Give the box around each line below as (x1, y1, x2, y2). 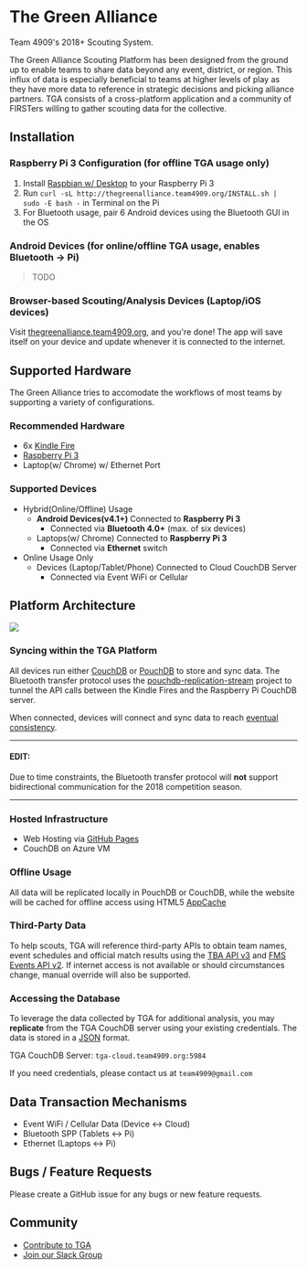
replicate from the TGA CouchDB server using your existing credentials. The (9, 1022, 298, 1034)
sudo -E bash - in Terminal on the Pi (22, 197, 160, 208)
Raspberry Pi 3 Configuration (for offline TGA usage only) (9, 157, 270, 170)
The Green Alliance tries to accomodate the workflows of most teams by (9, 387, 282, 399)
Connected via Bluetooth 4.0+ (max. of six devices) (49, 523, 247, 534)
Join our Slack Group (22, 1249, 103, 1260)
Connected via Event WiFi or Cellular (49, 571, 189, 582)
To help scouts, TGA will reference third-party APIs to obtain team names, (9, 940, 288, 951)
